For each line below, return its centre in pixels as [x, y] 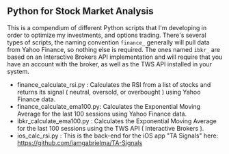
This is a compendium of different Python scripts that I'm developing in [107, 27]
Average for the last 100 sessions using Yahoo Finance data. [102, 114]
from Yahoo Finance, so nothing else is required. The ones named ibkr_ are [114, 49]
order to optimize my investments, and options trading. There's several [107, 35]
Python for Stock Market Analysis [80, 11]
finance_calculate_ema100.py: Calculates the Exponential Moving [108, 106]
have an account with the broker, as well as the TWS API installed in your [110, 64]
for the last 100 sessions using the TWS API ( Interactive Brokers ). [110, 128]
